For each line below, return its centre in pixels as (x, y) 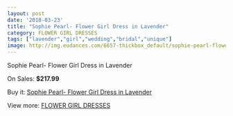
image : (17, 46)
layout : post (26, 13)
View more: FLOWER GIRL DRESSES (59, 105)
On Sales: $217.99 (33, 79)
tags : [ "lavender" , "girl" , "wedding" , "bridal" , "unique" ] (89, 39)
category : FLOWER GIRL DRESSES (52, 33)
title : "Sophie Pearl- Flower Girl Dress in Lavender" (88, 26)
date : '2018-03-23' (35, 20)
